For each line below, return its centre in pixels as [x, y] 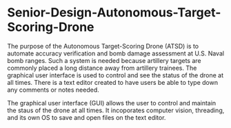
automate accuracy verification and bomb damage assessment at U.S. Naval [116, 53]
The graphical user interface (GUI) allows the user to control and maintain [112, 103]
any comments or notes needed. [53, 90]
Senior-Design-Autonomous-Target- [114, 13]
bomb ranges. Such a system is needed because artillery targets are [104, 60]
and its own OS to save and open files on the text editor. [87, 117]
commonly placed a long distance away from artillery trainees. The [102, 68]
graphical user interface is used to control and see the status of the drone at [115, 75]
